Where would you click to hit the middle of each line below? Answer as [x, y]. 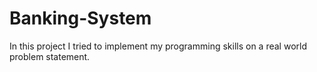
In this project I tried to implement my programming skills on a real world [158, 46]
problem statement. [50, 56]
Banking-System [80, 18]
